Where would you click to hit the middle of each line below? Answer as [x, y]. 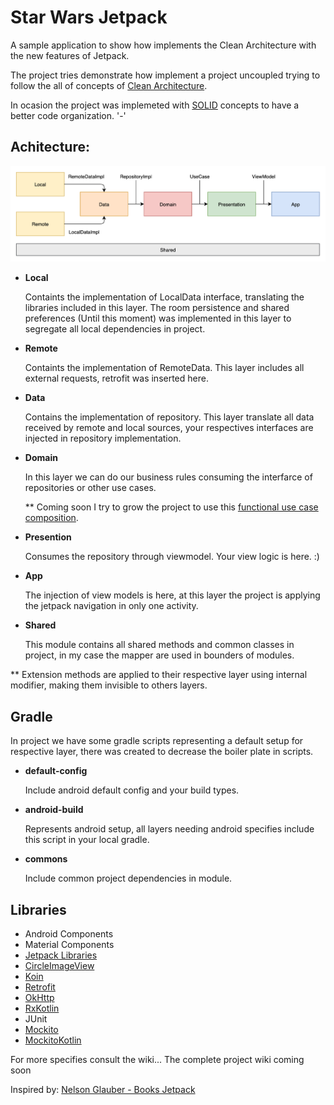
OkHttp [39, 998]
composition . [51, 518]
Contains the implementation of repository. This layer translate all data [169, 417]
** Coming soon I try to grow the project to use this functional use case [171, 507]
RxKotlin [42, 1008]
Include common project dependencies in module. [128, 878]
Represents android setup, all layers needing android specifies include [169, 829]
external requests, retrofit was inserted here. [116, 378]
